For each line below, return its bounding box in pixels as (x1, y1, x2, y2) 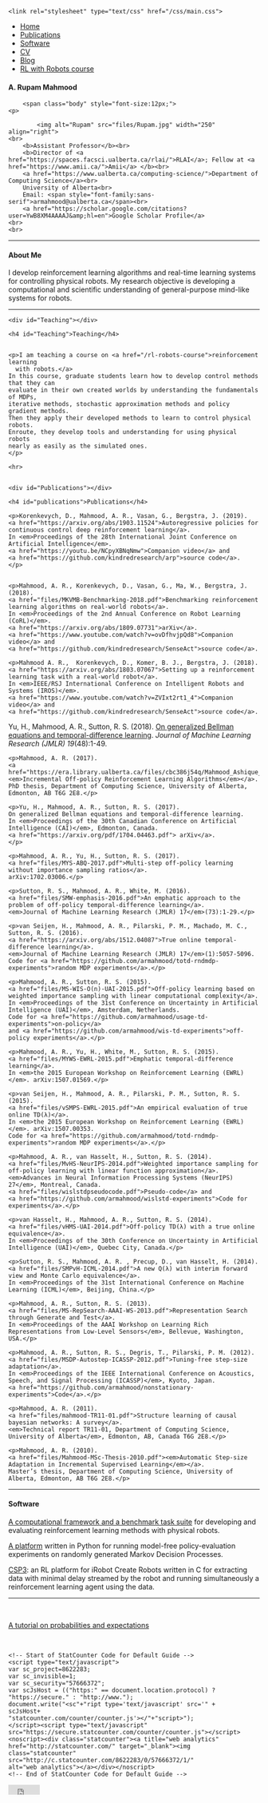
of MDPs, (8, 393, 37, 401)
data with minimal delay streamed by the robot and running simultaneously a (8, 1573, 259, 1582)
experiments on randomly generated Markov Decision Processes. (8, 1549, 223, 1558)
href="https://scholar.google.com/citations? (33, 205, 187, 213)
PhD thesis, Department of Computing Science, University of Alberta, (8, 782, 248, 790)
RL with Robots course (19, 64, 94, 74)
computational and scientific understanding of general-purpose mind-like (8, 285, 250, 295)
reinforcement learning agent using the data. (8, 1582, 156, 1591)
